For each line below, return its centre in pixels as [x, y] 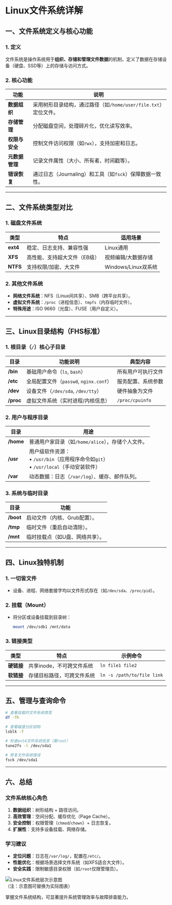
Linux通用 [116, 247]
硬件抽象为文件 [135, 391]
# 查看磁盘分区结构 [23, 727]
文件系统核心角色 [26, 798]
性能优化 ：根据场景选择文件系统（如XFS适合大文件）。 [70, 862]
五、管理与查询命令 [36, 701]
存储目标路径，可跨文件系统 [62, 675]
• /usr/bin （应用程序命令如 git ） [69, 459]
